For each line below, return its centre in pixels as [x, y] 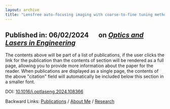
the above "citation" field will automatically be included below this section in [84, 77]
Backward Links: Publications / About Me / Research [60, 101]
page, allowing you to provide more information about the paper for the [79, 66]
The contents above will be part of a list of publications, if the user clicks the [85, 55]
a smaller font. [20, 82]
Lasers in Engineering [40, 43]
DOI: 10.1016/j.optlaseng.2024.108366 [44, 92]
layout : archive [22, 10]
